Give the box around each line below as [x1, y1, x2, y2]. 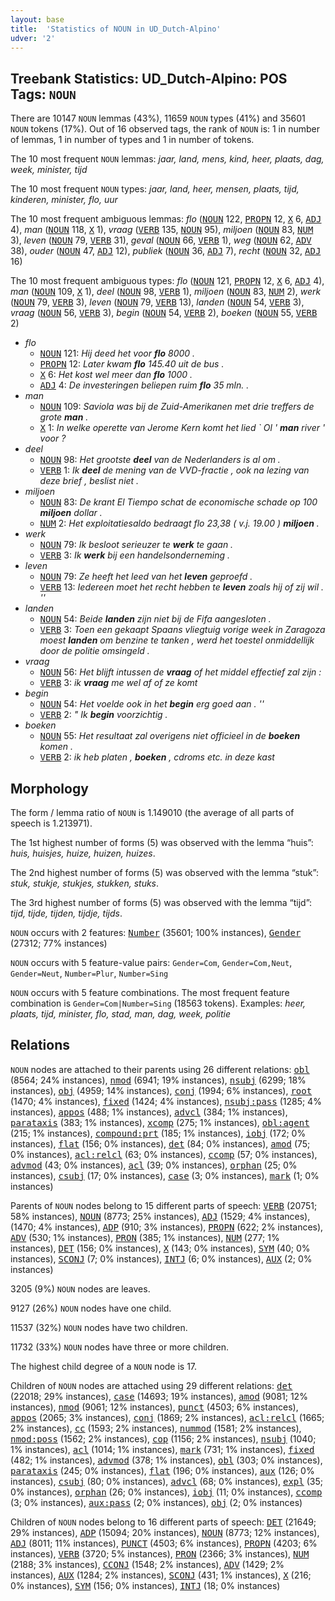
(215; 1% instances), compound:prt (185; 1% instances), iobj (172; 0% [10, 1127, 307, 1139]
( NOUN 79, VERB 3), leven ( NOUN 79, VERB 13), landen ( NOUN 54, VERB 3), [10, 296, 305, 308]
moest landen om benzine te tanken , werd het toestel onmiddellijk [39, 634, 315, 646]
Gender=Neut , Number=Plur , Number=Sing [10, 967, 169, 979]
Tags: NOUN [10, 86, 77, 103]
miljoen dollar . [39, 507, 103, 519]
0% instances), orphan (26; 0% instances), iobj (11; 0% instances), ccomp [10, 1486, 323, 1498]
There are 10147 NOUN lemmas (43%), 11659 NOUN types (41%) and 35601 [10, 112, 306, 125]
